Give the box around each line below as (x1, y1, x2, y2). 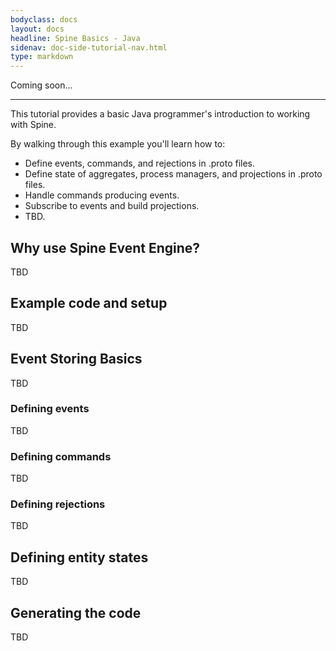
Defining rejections (10, 497, 106, 511)
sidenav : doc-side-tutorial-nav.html (10, 42, 168, 53)
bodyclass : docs (10, 14, 78, 25)
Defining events (10, 402, 90, 416)
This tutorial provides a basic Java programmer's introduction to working (10, 108, 311, 120)
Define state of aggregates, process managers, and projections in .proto (24, 168, 323, 180)
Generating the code (10, 604, 142, 621)
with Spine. (10, 119, 57, 131)
